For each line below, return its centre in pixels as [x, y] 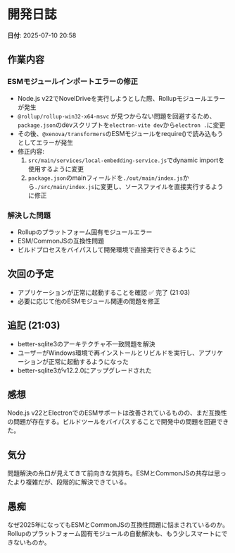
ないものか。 [32, 542]
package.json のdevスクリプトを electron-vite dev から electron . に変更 [121, 125]
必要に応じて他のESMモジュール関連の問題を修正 [89, 301]
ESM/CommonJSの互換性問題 [61, 241]
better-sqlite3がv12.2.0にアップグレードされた [85, 370]
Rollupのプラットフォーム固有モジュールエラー [85, 232]
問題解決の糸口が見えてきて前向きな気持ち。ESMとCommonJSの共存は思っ [117, 473]
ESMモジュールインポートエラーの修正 [73, 82]
